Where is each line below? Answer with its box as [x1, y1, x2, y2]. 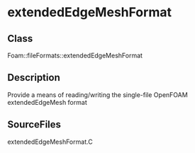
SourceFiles [7, 118, 62, 131]
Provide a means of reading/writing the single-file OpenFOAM [7, 90, 188, 99]
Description [7, 72, 60, 84]
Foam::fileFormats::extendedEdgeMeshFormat [7, 51, 143, 59]
